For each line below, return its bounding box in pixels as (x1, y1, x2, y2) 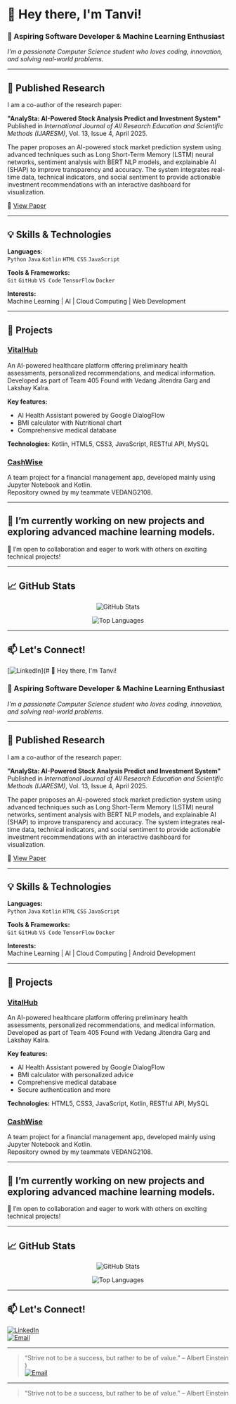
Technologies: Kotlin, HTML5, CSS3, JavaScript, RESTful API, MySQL (7, 440, 209, 448)
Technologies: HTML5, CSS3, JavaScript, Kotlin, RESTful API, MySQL (7, 1099, 209, 1108)
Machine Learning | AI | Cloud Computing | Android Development (7, 949, 196, 957)
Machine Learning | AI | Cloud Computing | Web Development (7, 297, 186, 306)
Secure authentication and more (17, 1086, 111, 1094)
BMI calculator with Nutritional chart (17, 418, 122, 427)
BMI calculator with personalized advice (17, 1071, 133, 1079)
